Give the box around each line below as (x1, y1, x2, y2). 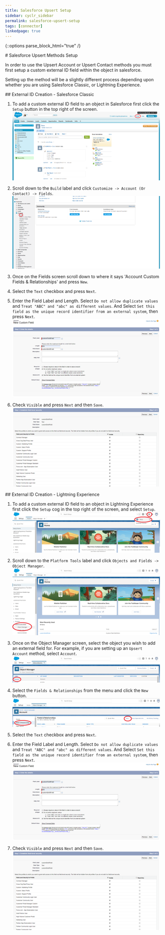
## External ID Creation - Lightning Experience (5, 491, 100, 497)
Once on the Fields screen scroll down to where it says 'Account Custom (12, 274, 160, 280)
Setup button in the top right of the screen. (12, 106, 98, 112)
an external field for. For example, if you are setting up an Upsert (12, 645, 142, 651)
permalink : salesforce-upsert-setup (5, 18, 80, 23)
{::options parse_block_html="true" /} (5, 43, 81, 49)
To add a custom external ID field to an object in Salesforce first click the (12, 101, 160, 107)
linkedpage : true (5, 29, 41, 34)
